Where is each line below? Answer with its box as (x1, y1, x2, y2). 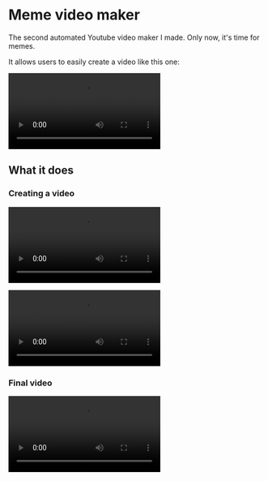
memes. (8, 41, 36, 50)
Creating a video (8, 188, 75, 200)
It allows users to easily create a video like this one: (8, 57, 181, 67)
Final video (8, 377, 53, 389)
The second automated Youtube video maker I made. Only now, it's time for (8, 32, 261, 42)
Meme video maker (8, 6, 140, 24)
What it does (8, 164, 74, 178)
